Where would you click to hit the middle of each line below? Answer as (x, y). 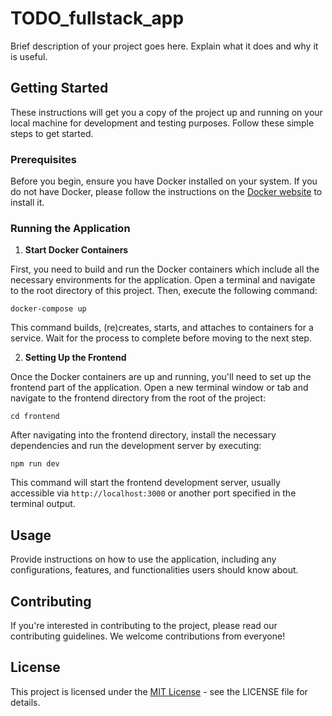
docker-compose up (48, 309)
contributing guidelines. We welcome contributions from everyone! (148, 636)
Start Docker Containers (76, 250)
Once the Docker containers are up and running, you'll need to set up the (161, 377)
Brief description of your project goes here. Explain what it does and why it (164, 46)
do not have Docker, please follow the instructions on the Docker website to (166, 192)
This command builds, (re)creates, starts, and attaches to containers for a (162, 328)
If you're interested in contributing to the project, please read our (144, 625)
